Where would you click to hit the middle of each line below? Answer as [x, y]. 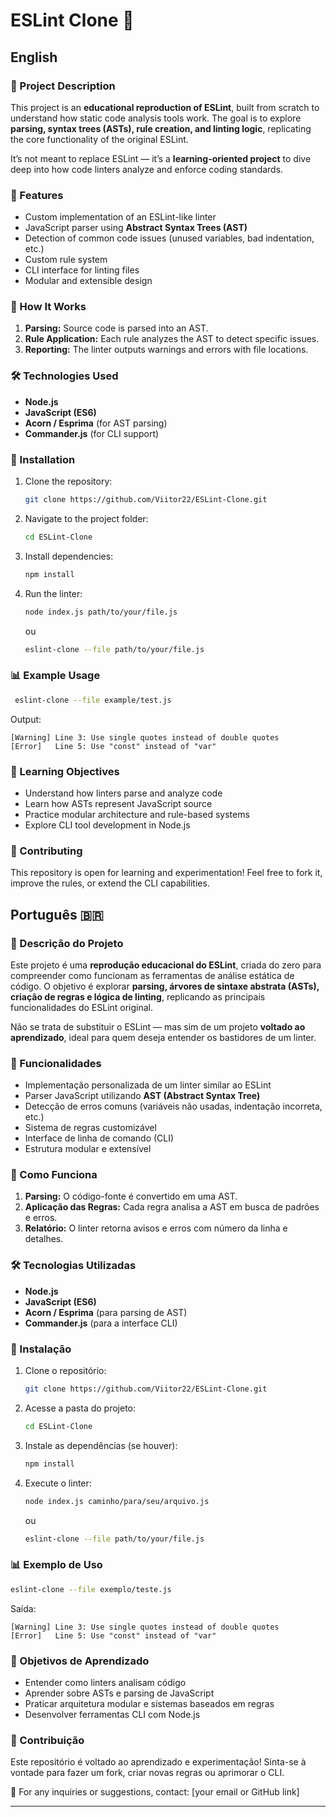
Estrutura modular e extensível [88, 1149]
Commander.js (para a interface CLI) [101, 1323]
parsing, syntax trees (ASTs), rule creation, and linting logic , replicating [161, 128]
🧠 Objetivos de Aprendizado [80, 1661]
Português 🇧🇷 [57, 914]
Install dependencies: [69, 556]
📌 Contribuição [47, 1740]
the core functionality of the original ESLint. [99, 139]
